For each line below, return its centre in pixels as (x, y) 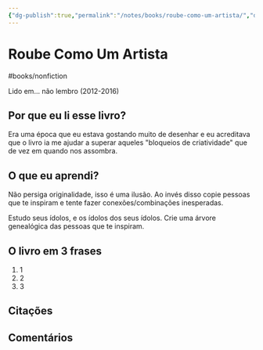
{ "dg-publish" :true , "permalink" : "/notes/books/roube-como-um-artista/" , (129, 15)
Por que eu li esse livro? (67, 115)
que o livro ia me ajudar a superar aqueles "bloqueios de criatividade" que (128, 143)
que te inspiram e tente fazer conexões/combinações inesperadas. (116, 203)
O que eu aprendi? (54, 176)
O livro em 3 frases (55, 251)
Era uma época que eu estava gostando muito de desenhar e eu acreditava (129, 135)
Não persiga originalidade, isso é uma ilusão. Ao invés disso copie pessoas (129, 195)
